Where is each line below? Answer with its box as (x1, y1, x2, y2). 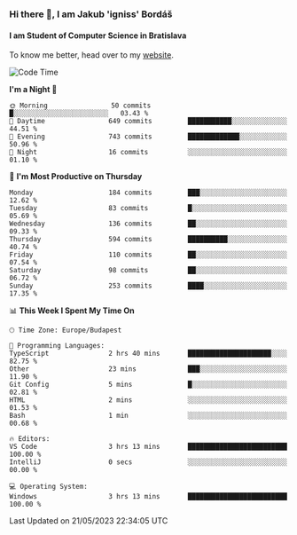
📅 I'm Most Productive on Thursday (9, 171, 143, 182)
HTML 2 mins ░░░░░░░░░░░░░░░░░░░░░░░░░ (9, 396, 288, 405)
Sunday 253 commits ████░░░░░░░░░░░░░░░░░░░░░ (9, 281, 288, 291)
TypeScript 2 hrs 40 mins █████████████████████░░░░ (9, 350, 288, 358)
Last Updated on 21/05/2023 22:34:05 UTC (9, 515, 168, 526)
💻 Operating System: (9, 483, 89, 492)
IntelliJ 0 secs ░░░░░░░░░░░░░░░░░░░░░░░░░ (9, 458, 288, 467)
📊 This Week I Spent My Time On (9, 305, 135, 316)
